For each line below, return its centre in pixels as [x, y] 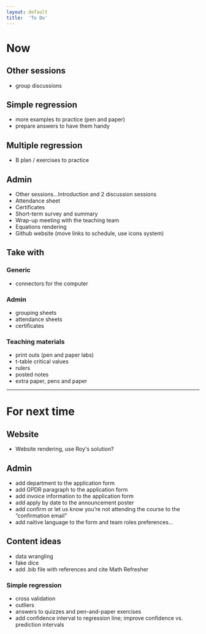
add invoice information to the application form [74, 496]
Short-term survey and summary [56, 214]
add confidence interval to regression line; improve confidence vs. [99, 618]
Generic [18, 270]
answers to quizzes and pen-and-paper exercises [78, 612]
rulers [23, 368]
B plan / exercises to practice [52, 160]
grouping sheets [36, 312]
